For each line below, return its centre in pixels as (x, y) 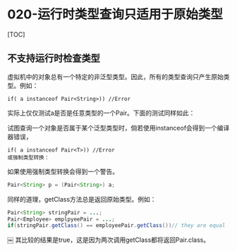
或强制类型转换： (29, 157)
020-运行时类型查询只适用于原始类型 (115, 14)
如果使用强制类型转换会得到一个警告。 (63, 171)
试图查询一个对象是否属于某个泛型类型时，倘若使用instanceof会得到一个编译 (119, 128)
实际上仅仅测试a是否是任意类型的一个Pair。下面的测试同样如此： (101, 113)
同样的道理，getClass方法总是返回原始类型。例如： (82, 199)
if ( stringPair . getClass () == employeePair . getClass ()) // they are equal (116, 226)
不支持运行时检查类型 (54, 58)
